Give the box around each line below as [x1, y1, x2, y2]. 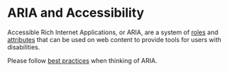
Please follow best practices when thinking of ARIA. [7, 56, 157, 64]
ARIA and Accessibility [7, 5, 145, 21]
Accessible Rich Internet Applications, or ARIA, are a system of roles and [7, 28, 219, 36]
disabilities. [7, 43, 40, 51]
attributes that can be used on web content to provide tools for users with [7, 35, 222, 43]
